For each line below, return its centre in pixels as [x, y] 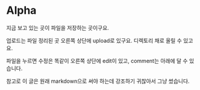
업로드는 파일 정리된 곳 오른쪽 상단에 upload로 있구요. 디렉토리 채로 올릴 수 [94, 40]
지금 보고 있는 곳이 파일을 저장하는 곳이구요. [58, 28]
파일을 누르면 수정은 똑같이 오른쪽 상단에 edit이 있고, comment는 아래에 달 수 [97, 61]
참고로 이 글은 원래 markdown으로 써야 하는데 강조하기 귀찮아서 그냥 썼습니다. [98, 81]
